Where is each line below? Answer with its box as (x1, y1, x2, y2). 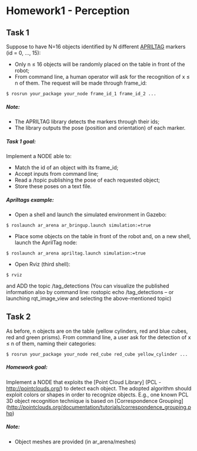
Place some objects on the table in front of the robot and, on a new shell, (14, 232, 191, 239)
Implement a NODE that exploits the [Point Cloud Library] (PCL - (6, 378, 162, 386)
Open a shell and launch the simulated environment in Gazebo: (14, 211, 167, 218)
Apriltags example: (6, 196, 54, 203)
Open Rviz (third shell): (14, 260, 71, 268)
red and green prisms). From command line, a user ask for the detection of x (6, 333, 191, 340)
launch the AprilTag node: (14, 239, 78, 246)
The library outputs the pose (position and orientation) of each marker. (14, 124, 186, 131)
